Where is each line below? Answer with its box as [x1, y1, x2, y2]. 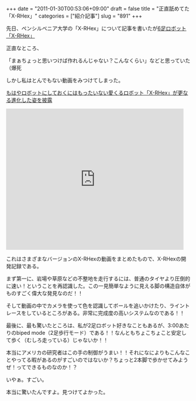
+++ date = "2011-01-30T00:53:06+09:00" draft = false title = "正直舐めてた [6, 5, 190, 12]
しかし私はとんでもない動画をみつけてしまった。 [6, 77, 124, 84]
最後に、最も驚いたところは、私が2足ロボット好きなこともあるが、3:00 [6, 322, 180, 329]
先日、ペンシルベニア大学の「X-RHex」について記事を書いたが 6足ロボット [6, 25, 187, 32]
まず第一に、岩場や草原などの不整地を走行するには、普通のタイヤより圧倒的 [6, 275, 190, 282]
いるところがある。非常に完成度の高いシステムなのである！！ [36, 310, 185, 316]
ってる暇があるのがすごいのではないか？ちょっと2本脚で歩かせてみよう [16, 357, 188, 363]
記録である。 [11, 263, 42, 269]
